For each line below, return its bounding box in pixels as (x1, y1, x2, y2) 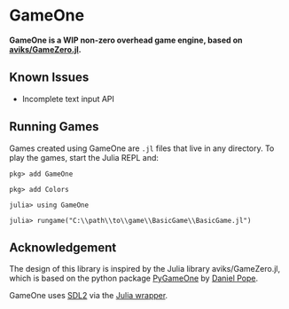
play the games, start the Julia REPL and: (9, 152, 160, 162)
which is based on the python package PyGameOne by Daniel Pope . (9, 273, 259, 284)
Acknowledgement (9, 240, 117, 255)
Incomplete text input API (21, 93, 115, 104)
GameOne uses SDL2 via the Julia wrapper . (9, 290, 168, 301)
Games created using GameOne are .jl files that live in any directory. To (9, 143, 275, 154)
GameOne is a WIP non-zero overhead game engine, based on (9, 35, 243, 45)
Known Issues (9, 70, 90, 85)
